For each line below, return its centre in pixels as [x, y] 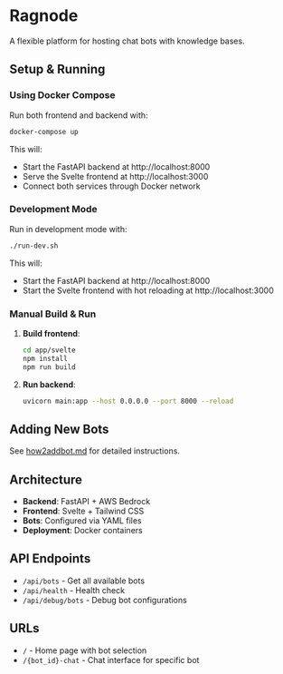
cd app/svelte [49, 350]
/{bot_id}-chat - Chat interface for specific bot [111, 659]
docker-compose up [44, 132]
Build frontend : [51, 333]
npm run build [49, 367]
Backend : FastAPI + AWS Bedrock [86, 502]
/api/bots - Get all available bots [84, 581]
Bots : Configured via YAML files [82, 521]
